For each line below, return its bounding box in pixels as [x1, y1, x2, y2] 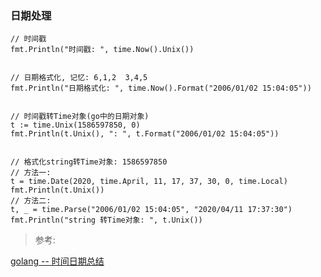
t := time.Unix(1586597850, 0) [10, 120, 141, 131]
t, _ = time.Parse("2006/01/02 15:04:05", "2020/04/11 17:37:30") [10, 205, 293, 215]
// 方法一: [10, 168, 52, 178]
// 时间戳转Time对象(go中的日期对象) [10, 112, 150, 122]
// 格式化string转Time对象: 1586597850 [10, 157, 168, 167]
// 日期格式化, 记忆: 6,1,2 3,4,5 [10, 73, 148, 83]
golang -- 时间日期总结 [10, 255, 105, 267]
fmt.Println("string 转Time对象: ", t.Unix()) [10, 215, 203, 226]
